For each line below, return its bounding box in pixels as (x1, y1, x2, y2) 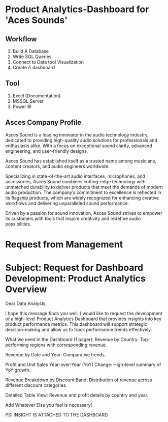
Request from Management (5, 238, 123, 250)
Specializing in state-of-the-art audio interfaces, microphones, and (5, 173, 146, 179)
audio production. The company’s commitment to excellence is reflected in (5, 189, 161, 195)
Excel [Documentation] (12, 93, 61, 99)
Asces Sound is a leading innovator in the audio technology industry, (5, 131, 149, 138)
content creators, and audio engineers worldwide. (5, 163, 110, 169)
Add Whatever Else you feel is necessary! (5, 402, 92, 408)
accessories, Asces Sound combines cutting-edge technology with (5, 178, 146, 184)
